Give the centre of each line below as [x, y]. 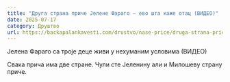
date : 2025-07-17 [32, 20]
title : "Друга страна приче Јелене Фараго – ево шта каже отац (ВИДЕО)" [113, 13]
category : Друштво [33, 26]
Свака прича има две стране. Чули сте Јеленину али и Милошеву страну [115, 64]
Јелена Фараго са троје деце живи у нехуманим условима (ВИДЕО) [107, 52]
